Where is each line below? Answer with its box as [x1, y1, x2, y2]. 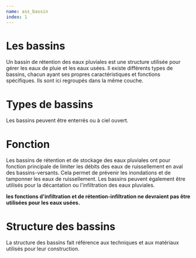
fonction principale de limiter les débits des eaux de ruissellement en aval [6, 163, 183, 170]
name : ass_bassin [6, 8, 49, 15]
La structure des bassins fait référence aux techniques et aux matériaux [6, 239, 180, 246]
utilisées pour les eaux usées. [6, 199, 80, 207]
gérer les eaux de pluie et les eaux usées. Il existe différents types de [6, 65, 173, 72]
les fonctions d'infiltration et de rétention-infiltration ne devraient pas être [6, 193, 191, 200]
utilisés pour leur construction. [6, 245, 80, 252]
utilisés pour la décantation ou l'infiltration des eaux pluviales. [6, 182, 155, 189]
